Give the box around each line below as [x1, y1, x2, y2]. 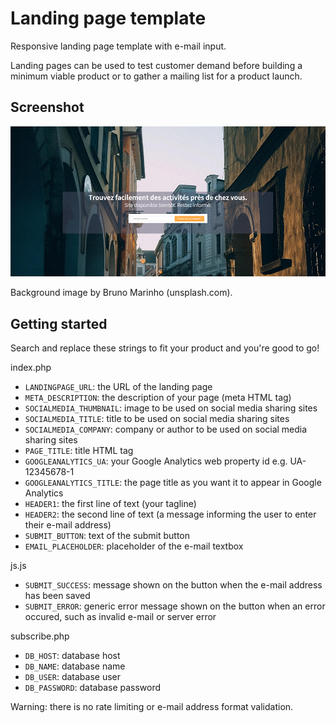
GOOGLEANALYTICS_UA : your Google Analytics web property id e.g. [24, 455, 288, 467]
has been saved [24, 589, 91, 601]
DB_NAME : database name [24, 660, 126, 672]
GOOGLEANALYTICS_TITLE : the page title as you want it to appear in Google [24, 476, 322, 488]
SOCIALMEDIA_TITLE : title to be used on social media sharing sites [24, 412, 290, 424]
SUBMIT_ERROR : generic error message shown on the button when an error [24, 600, 326, 612]
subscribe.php [10, 630, 70, 642]
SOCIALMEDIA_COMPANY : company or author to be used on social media [24, 423, 308, 435]
